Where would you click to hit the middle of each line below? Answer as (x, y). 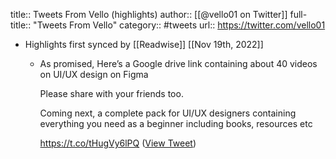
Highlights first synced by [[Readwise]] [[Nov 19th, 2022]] (144, 44)
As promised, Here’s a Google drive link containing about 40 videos (178, 63)
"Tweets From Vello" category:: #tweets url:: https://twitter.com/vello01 (179, 25)
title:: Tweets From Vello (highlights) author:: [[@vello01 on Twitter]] (149, 14)
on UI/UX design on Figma (94, 74)
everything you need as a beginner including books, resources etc (176, 123)
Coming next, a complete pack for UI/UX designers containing (168, 113)
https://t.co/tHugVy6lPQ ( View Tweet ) (118, 143)
